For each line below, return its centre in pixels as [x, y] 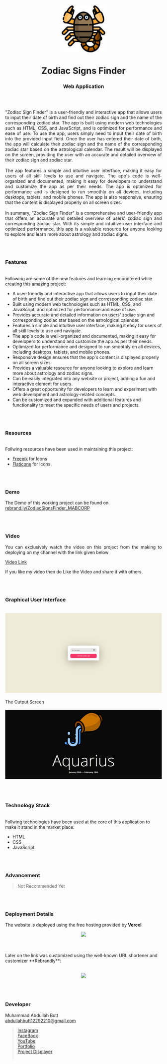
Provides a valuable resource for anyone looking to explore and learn [83, 368]
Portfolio [26, 1046]
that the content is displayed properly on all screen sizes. [64, 202]
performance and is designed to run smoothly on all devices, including [83, 192]
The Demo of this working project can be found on [57, 503]
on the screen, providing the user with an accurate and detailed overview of [83, 155]
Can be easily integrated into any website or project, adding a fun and [84, 378]
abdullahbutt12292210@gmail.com [41, 1021]
